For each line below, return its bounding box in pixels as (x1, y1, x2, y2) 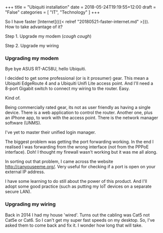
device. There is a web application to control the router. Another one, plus (5, 109, 153, 116)
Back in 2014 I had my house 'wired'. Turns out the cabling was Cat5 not (5, 212, 150, 218)
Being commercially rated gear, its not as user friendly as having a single (5, 105, 151, 110)
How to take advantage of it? (5, 24, 63, 30)
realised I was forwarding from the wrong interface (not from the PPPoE (5, 144, 149, 150)
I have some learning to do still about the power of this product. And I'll (5, 179, 147, 184)
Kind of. (5, 95, 21, 101)
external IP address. (5, 169, 45, 175)
